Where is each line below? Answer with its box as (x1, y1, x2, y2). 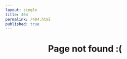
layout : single (5, 7, 37, 13)
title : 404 (5, 12, 28, 17)
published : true (5, 21, 39, 27)
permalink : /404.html (5, 17, 51, 22)
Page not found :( (48, 43, 122, 54)
